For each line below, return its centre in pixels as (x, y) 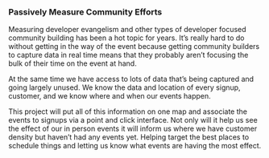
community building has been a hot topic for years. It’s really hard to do (126, 38)
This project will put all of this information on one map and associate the (128, 111)
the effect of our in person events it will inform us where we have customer (133, 129)
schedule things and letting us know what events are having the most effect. (135, 146)
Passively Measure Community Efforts (85, 12)
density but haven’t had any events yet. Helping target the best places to (129, 137)
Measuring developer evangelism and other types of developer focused (128, 30)
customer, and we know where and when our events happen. (110, 96)
